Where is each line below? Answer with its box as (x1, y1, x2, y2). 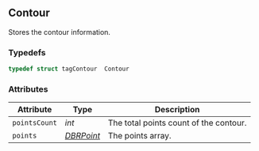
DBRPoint (64, 130, 101, 142)
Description (154, 104, 200, 115)
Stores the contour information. (8, 27, 111, 36)
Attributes (8, 83, 48, 94)
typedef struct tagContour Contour (8, 65, 129, 74)
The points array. (107, 130, 172, 142)
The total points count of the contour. (107, 118, 247, 129)
